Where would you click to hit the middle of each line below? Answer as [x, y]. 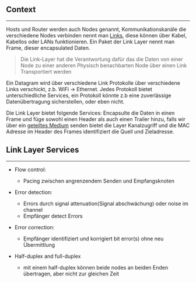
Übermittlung [39, 244]
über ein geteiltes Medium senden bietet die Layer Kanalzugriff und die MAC [98, 125]
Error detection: [33, 192]
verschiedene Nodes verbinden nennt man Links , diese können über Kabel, [97, 35]
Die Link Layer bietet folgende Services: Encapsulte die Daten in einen [90, 113]
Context [21, 10]
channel [33, 209]
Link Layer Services [43, 150]
